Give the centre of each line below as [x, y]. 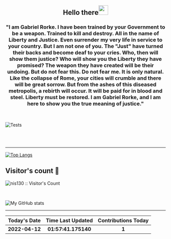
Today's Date [24, 220]
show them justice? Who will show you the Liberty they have [85, 59]
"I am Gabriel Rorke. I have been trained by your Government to [85, 27]
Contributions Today [123, 220]
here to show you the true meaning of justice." [85, 104]
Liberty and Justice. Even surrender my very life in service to [85, 40]
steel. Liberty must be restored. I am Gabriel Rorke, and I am [85, 98]
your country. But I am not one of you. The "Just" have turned [85, 46]
